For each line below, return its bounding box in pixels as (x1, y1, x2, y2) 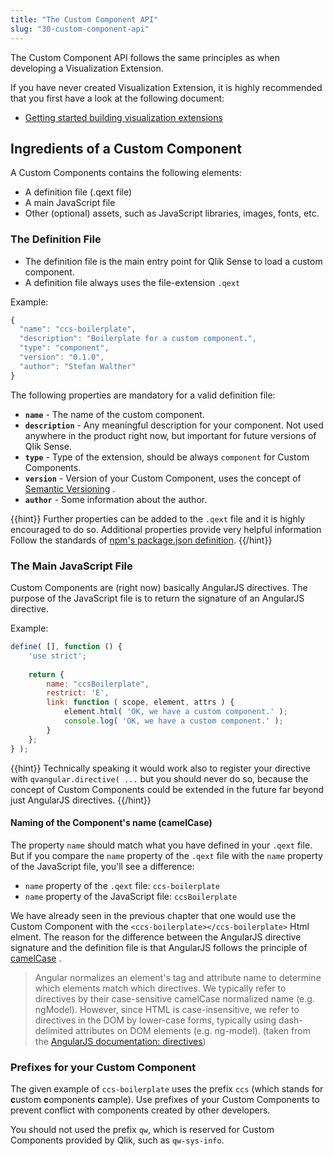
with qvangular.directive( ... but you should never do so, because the (10, 772, 309, 785)
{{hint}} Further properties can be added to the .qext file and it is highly (10, 512, 306, 525)
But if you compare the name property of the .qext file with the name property (10, 849, 323, 861)
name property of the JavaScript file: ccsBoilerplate (24, 890, 238, 902)
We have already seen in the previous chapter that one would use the (10, 909, 297, 921)
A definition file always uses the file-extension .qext (24, 276, 241, 288)
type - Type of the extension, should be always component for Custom (24, 451, 310, 463)
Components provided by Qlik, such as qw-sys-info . (10, 1134, 225, 1146)
